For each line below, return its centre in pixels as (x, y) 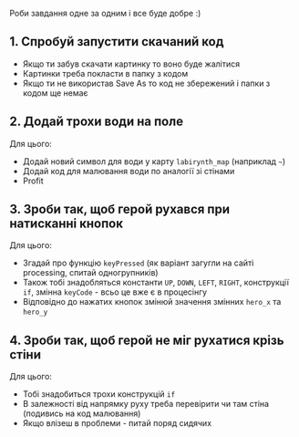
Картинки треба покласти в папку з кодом (105, 73)
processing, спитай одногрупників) (90, 273)
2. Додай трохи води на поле (97, 122)
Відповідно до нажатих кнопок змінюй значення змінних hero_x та (152, 302)
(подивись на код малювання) (82, 413)
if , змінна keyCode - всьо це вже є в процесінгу (115, 292)
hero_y (35, 312)
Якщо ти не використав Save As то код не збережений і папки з (146, 83)
